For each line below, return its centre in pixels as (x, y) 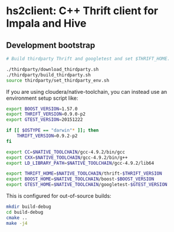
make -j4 (17, 223)
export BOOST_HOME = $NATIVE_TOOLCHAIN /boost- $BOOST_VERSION (80, 179)
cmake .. (17, 218)
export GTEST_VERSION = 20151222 (45, 120)
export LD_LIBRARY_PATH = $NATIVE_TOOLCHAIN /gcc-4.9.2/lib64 (80, 163)
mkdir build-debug (29, 207)
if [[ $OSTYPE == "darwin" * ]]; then (52, 130)
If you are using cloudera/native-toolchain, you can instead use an (87, 92)
